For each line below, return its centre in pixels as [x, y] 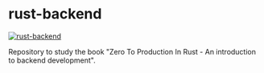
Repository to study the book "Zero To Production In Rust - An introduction [132, 51]
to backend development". [52, 60]
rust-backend [55, 14]
